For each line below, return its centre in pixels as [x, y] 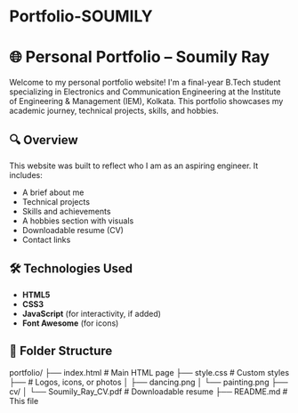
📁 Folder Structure [61, 351]
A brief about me [53, 192]
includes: [26, 174]
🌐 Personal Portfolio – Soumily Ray [139, 57]
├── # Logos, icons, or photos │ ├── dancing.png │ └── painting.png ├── [149, 382]
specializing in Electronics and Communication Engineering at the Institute [145, 92]
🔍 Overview [44, 140]
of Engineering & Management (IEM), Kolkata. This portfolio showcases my [146, 101]
